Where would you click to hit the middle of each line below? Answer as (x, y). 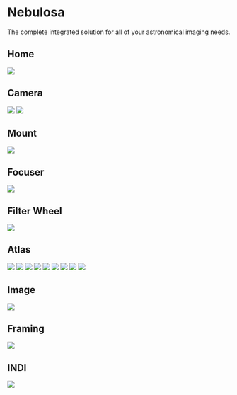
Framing (26, 329)
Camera (25, 93)
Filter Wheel (35, 211)
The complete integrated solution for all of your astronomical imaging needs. (119, 32)
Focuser (26, 172)
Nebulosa (36, 12)
